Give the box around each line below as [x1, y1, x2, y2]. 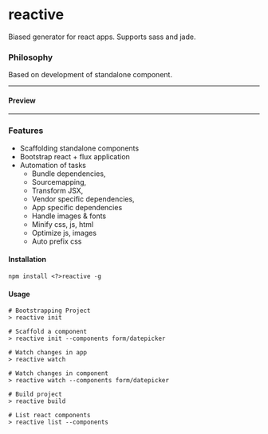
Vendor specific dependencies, [31, 194, 135, 204]
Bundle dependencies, [31, 169, 106, 178]
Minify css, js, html [31, 219, 94, 229]
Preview [8, 96, 36, 105]
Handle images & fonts [31, 211, 107, 221]
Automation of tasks [19, 160, 86, 170]
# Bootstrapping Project [8, 307, 91, 315]
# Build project [8, 390, 62, 399]
